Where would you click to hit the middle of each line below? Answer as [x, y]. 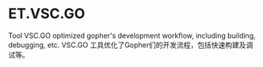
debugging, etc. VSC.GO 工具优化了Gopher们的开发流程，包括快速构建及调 [131, 45]
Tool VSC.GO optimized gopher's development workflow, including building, [132, 35]
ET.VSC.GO [47, 14]
